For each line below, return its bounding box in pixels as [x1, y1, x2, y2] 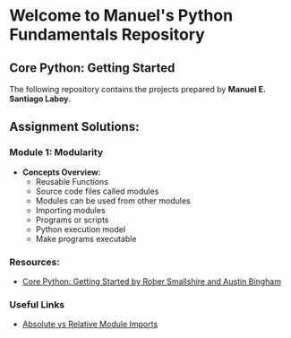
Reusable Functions [35, 176, 109, 186]
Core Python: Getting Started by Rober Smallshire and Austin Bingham [21, 275, 282, 287]
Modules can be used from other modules [35, 195, 191, 206]
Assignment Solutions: [9, 119, 140, 134]
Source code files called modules [35, 186, 159, 196]
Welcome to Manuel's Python [9, 5, 234, 26]
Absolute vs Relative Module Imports [21, 319, 158, 330]
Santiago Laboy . [9, 93, 72, 104]
